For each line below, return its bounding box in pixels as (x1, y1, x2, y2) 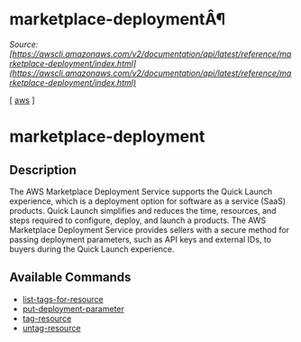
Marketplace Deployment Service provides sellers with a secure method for (9, 224, 290, 235)
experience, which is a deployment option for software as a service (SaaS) (9, 195, 287, 207)
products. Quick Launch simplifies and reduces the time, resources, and (9, 205, 277, 216)
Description (9, 162, 77, 178)
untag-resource (22, 322, 81, 333)
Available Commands (9, 270, 132, 285)
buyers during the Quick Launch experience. (9, 244, 175, 254)
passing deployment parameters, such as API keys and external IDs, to (9, 234, 272, 245)
